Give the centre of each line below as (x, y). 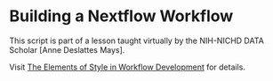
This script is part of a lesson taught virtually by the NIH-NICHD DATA (136, 40)
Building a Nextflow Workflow (121, 16)
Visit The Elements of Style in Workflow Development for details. (128, 67)
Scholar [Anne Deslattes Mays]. (67, 49)
